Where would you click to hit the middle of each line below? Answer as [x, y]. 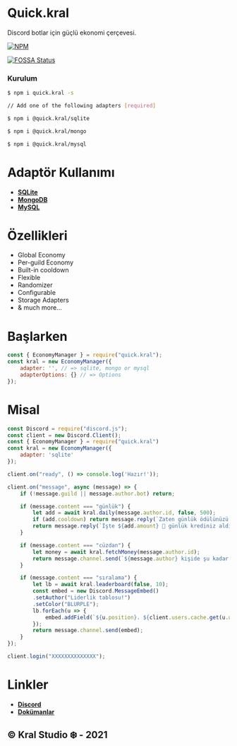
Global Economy [41, 255]
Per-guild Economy [45, 262]
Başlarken [37, 336]
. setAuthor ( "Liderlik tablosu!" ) [82, 598]
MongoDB [32, 199]
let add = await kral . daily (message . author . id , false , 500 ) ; [124, 513]
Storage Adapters [43, 300]
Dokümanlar [36, 711]
